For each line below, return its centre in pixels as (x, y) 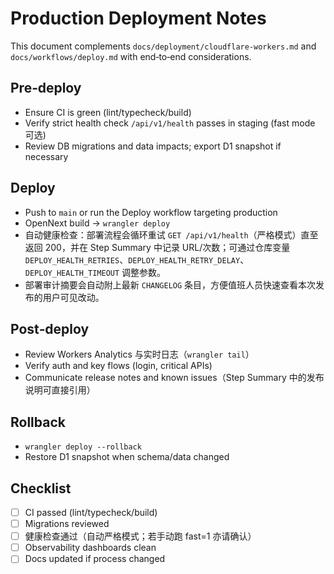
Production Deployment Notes (138, 18)
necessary (46, 156)
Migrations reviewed (67, 524)
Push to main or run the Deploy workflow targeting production (151, 212)
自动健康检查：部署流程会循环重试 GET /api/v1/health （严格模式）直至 (171, 234)
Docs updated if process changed (95, 559)
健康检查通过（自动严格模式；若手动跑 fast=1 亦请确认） (140, 536)
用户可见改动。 (73, 297)
